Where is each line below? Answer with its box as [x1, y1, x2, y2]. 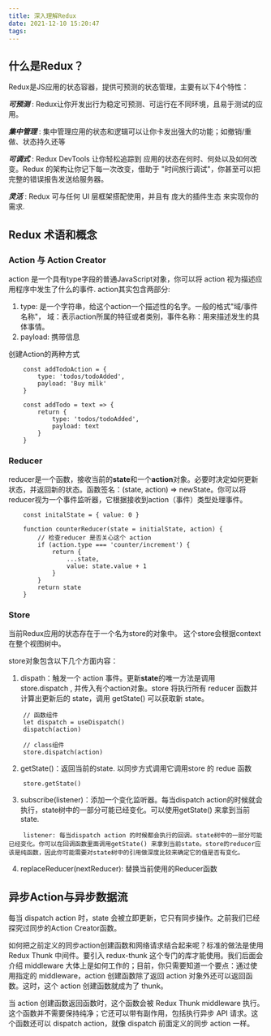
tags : [8, 27, 27, 35]
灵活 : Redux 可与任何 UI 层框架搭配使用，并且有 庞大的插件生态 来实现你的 [8, 191, 260, 201]
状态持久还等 [22, 137, 66, 147]
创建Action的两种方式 [8, 349, 80, 359]
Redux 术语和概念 [8, 228, 97, 242]
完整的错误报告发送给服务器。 [8, 174, 108, 184]
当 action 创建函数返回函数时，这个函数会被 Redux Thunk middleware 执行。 [8, 999, 265, 1008]
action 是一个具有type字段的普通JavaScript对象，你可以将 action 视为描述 [8, 273, 256, 284]
